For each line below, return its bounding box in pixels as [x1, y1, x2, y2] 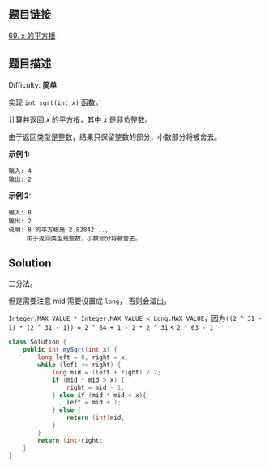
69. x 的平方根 [8, 31, 56, 41]
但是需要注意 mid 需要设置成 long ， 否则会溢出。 [8, 296, 172, 306]
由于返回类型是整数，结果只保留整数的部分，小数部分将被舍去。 [8, 132, 221, 141]
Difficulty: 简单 [8, 80, 58, 89]
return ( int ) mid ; [66, 413, 126, 422]
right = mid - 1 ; [66, 383, 126, 391]
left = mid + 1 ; [66, 399, 122, 407]
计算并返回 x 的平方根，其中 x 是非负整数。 [8, 115, 152, 124]
